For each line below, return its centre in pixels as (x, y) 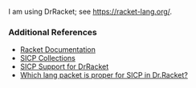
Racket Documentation (58, 50)
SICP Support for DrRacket (64, 66)
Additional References (53, 32)
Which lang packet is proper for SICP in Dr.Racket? (104, 75)
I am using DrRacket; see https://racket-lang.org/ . (90, 12)
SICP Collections (48, 58)
